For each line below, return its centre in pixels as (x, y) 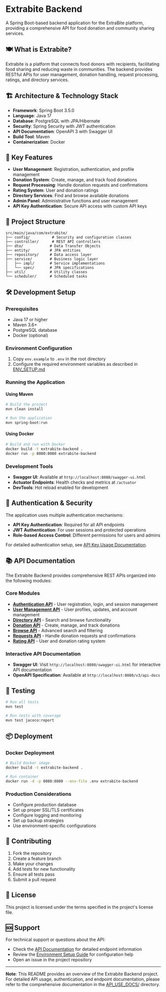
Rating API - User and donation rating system (59, 641)
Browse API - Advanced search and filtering (58, 630)
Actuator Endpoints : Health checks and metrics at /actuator (75, 482)
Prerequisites (22, 309)
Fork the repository (32, 853)
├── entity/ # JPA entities (43, 250)
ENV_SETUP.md (29, 369)
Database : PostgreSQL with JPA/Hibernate (56, 121)
